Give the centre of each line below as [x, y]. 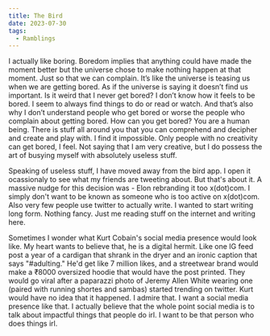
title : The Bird [35, 16]
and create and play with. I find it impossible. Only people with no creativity [133, 139]
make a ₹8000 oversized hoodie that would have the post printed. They [127, 272]
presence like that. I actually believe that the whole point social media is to [132, 306]
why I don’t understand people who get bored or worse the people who [127, 113]
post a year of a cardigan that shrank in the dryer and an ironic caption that [133, 255]
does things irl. [33, 324]
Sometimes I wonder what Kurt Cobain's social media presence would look [133, 238]
